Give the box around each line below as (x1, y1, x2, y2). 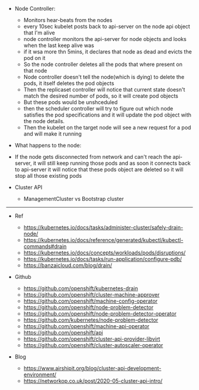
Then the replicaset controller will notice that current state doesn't (23, 86, 185, 93)
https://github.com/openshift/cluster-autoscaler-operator (23, 342, 163, 348)
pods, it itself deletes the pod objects (23, 80, 114, 87)
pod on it (23, 55, 46, 61)
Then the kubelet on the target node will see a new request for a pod (23, 124, 191, 131)
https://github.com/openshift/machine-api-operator (23, 323, 150, 329)
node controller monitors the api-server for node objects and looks (23, 36, 187, 42)
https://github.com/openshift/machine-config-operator (23, 297, 158, 304)
